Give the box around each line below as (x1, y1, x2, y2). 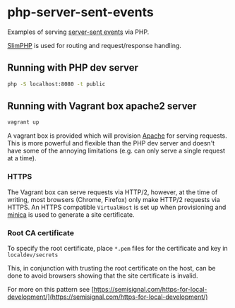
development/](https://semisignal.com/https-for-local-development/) (7, 292, 208, 301)
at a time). (7, 154, 37, 162)
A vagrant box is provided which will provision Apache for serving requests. (7, 131, 227, 140)
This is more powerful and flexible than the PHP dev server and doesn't (7, 139, 215, 148)
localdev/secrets (7, 251, 59, 259)
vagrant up (7, 119, 40, 126)
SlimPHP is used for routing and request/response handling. (7, 41, 182, 49)
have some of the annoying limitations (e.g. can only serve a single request (7, 146, 226, 155)
